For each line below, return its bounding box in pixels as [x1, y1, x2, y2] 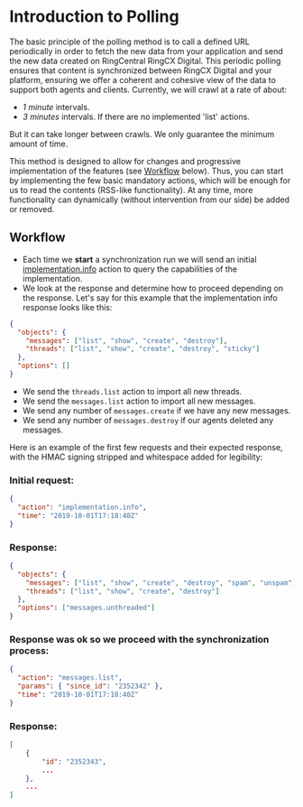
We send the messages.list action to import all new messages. [22, 395, 256, 406]
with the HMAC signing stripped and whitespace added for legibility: [9, 451, 263, 462]
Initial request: [9, 474, 75, 487]
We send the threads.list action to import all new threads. [22, 385, 243, 396]
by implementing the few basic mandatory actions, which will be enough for [9, 174, 291, 186]
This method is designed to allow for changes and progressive [9, 155, 242, 166]
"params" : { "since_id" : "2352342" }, [17, 682, 164, 691]
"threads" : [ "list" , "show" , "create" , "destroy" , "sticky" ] [25, 345, 261, 354]
